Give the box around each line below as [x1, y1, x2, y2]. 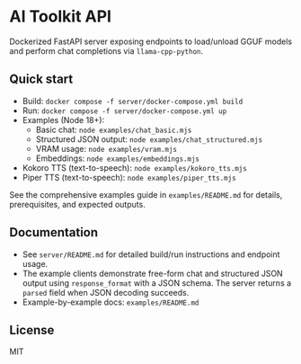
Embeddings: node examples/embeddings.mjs [35, 153, 200, 164]
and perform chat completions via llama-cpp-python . [9, 45, 204, 56]
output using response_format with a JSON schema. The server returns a [22, 277, 292, 289]
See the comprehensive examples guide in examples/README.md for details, [9, 189, 283, 200]
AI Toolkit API [9, 6, 112, 27]
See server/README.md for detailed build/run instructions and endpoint [22, 249, 280, 260]
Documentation [9, 225, 99, 240]
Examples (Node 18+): [22, 114, 105, 125]
